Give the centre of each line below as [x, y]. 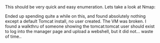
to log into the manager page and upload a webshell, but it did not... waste [79, 31]
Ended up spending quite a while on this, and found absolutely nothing [75, 16]
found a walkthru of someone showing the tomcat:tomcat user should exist [80, 26]
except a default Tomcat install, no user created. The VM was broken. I [76, 21]
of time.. [13, 36]
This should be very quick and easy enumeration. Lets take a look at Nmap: [80, 7]
